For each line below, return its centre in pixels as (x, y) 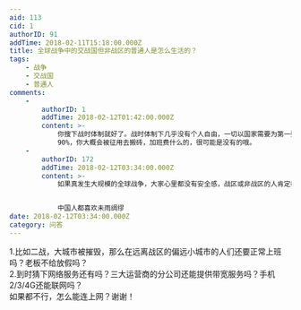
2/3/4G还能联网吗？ (46, 285)
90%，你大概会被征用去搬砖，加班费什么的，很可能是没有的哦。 (157, 142)
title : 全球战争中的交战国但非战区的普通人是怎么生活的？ (103, 51)
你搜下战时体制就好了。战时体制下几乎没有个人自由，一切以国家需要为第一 (174, 134)
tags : (19, 59)
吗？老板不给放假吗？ (48, 263)
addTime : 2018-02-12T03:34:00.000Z (108, 168)
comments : (28, 92)
